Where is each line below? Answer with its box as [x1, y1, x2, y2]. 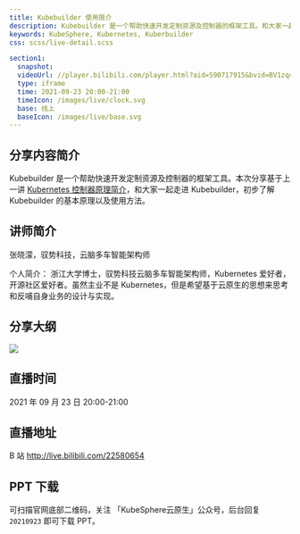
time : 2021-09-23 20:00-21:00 [17, 87, 129, 96]
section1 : [9, 54, 46, 63]
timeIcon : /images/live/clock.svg [17, 96, 146, 104]
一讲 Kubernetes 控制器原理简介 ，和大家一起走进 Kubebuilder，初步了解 [9, 184, 275, 195]
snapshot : [17, 63, 54, 71]
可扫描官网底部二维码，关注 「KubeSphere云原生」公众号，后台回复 [9, 505, 261, 515]
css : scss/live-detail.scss [9, 38, 114, 47]
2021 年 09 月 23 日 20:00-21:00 [9, 396, 129, 407]
